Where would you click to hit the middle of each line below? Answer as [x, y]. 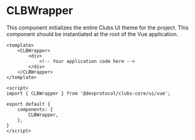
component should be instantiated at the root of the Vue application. [92, 34]
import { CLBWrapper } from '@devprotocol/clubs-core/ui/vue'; [89, 93]
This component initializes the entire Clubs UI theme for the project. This [97, 28]
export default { [28, 104]
